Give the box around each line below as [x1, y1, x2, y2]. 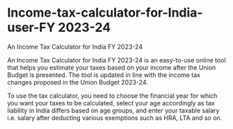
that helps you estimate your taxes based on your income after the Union [7, 63, 216, 71]
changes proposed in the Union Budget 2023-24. [7, 78, 148, 86]
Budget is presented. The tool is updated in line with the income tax [7, 71, 200, 79]
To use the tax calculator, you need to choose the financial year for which [7, 92, 218, 100]
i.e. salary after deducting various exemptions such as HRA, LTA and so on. [7, 113, 223, 122]
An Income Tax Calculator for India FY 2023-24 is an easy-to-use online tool [7, 55, 226, 64]
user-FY [7, 19, 56, 35]
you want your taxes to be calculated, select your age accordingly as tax [7, 98, 215, 107]
